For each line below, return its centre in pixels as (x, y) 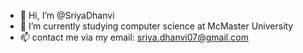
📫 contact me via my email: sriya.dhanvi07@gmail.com (134, 37)
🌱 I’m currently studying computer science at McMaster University (156, 26)
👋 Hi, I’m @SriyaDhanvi (67, 15)
